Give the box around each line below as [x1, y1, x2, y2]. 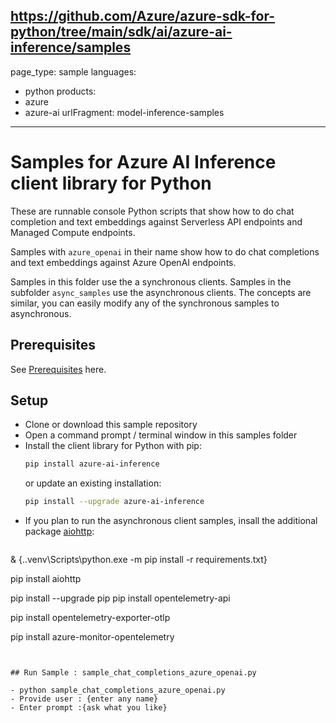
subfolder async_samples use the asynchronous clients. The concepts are [10, 286, 312, 298]
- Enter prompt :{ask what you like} [10, 703, 168, 713]
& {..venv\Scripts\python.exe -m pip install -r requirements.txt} [10, 554, 268, 566]
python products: [24, 85, 97, 97]
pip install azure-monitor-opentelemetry [10, 631, 175, 643]
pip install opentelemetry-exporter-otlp [10, 612, 171, 624]
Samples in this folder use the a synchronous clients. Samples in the [10, 275, 292, 288]
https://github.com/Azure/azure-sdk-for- [10, 8, 276, 25]
